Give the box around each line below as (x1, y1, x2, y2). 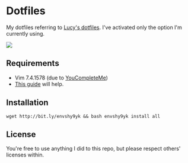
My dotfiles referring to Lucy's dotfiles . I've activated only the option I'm (6, 24, 183, 31)
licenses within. (6, 151, 44, 158)
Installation (6, 98, 49, 108)
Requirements (6, 58, 59, 69)
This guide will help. (14, 80, 64, 87)
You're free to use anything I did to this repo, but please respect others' (6, 145, 181, 152)
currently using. (6, 30, 45, 37)
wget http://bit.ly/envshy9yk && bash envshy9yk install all (6, 113, 161, 119)
